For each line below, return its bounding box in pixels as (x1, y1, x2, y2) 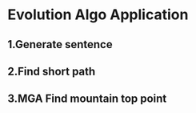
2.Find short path (7, 64, 96, 78)
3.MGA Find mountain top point (7, 92, 167, 106)
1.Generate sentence (7, 38, 113, 51)
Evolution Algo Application (7, 6, 189, 24)
